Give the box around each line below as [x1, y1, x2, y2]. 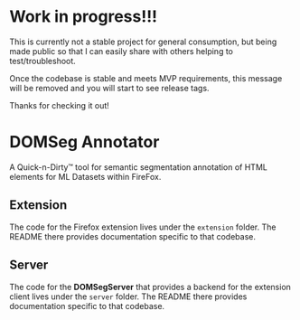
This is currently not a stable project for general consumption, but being [9, 36, 277, 47]
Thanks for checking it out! [9, 99, 110, 110]
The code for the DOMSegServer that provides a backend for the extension [9, 281, 292, 292]
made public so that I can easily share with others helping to [9, 45, 233, 56]
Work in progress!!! [9, 6, 158, 27]
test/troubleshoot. [9, 55, 77, 66]
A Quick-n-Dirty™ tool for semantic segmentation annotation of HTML [9, 161, 268, 173]
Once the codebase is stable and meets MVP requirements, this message [9, 72, 283, 83]
